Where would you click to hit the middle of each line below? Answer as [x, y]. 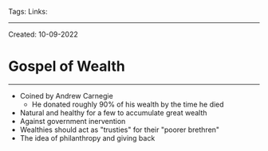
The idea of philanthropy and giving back [87, 137]
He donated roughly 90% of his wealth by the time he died [128, 104]
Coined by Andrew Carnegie [66, 95]
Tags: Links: [28, 12]
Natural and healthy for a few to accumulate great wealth [113, 112]
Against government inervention [73, 121]
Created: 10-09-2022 [43, 34]
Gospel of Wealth [67, 66]
